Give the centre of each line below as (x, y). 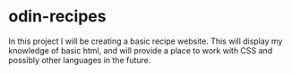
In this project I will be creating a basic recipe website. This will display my (146, 41)
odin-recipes (57, 16)
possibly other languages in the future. (80, 60)
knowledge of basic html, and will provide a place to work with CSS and (141, 50)
